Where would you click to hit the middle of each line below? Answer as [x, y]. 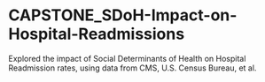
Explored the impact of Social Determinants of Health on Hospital [127, 58]
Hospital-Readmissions [97, 34]
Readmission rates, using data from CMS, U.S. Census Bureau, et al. [132, 68]
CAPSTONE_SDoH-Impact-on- [123, 15]
